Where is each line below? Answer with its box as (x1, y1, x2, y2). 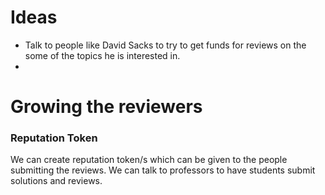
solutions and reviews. (10, 175, 103, 187)
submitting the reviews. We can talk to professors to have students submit (10, 164, 316, 176)
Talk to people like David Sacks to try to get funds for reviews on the (24, 39, 307, 51)
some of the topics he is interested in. (24, 49, 181, 61)
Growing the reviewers (10, 96, 203, 118)
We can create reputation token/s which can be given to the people (10, 154, 288, 166)
